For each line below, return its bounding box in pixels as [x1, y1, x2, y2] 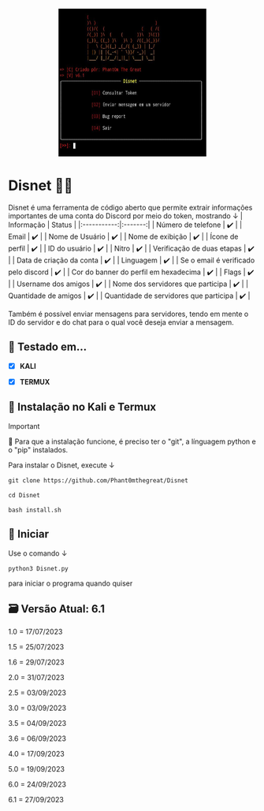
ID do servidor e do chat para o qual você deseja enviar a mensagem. [8, 317, 234, 327]
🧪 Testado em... [8, 340, 87, 354]
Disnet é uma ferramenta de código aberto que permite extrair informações [8, 203, 253, 212]
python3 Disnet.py [8, 564, 69, 572]
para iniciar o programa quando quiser [8, 578, 133, 588]
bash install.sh [8, 506, 61, 514]
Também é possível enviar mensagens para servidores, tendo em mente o [8, 309, 249, 318]
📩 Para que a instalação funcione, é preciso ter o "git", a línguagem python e [8, 437, 256, 446]
